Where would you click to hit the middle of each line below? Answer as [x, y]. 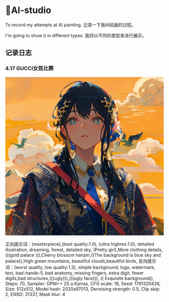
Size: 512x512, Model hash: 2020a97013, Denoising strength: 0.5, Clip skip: [83, 289]
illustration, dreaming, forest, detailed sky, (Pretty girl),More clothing [76, 249]
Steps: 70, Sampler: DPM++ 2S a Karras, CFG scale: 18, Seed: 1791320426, [83, 283]
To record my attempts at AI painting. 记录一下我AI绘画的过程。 [71, 25]
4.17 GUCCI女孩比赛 [29, 68]
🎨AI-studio [28, 10]
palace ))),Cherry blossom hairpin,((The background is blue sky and [91, 255]
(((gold [12, 255]
